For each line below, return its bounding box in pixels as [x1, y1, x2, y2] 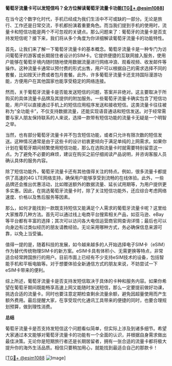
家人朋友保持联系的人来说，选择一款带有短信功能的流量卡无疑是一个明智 [14, 115, 167, 120]
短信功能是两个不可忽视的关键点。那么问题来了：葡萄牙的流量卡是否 [18, 29, 162, 35]
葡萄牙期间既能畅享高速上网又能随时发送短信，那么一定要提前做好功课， [14, 284, 167, 290]
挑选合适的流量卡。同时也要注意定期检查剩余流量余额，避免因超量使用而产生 [5, 291, 167, 297]
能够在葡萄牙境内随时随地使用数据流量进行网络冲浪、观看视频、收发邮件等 [9, 59, 167, 65]
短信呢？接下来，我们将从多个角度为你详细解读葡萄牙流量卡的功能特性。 [14, 35, 167, 41]
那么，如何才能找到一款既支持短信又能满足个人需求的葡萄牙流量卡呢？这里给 [5, 205, 167, 211]
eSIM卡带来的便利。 [5, 267, 48, 273]
